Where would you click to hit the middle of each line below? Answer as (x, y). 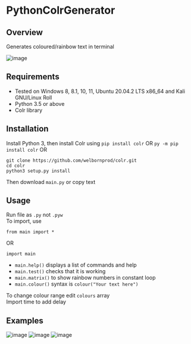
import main (21, 254)
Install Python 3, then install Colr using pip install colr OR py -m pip (92, 143)
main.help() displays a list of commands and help (76, 265)
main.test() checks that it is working (60, 271)
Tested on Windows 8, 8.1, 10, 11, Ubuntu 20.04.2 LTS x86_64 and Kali (100, 91)
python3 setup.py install (38, 171)
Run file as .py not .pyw (35, 215)
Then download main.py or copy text (51, 182)
